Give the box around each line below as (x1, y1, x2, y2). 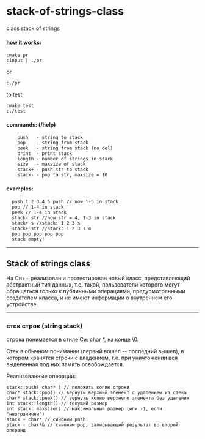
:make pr (6, 52, 29, 59)
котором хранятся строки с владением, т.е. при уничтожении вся (6, 354, 178, 361)
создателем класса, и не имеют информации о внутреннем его (6, 294, 173, 301)
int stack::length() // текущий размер (6, 400, 108, 407)
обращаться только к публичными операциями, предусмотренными (6, 288, 186, 295)
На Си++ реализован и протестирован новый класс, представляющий (6, 274, 190, 282)
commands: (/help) (6, 121, 56, 128)
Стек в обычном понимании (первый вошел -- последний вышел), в (6, 347, 184, 355)
